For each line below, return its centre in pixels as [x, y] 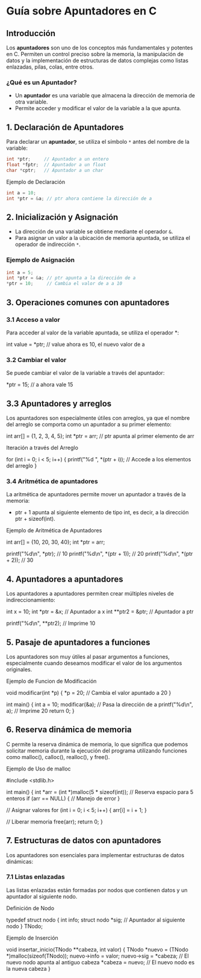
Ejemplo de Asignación [41, 260]
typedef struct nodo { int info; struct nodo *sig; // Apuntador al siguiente [96, 920]
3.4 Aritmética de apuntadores [52, 481]
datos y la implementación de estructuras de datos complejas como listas [97, 60]
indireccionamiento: [31, 600]
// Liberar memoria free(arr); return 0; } [55, 822]
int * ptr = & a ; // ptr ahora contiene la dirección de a [79, 198]
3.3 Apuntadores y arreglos [59, 403]
